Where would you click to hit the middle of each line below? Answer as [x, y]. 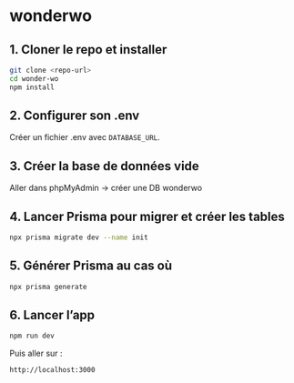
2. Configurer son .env [75, 116]
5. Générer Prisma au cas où [91, 266]
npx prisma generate [49, 287]
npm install [32, 87]
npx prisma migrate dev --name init [79, 237]
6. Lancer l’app [52, 315]
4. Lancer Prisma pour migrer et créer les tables [147, 216]
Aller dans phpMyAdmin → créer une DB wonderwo [106, 188]
